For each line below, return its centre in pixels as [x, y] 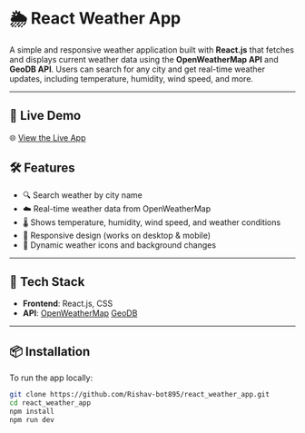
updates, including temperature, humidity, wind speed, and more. [132, 78]
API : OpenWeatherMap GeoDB [80, 313]
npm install [32, 411]
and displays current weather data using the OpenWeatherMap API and [144, 59]
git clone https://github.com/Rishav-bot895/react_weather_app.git [140, 395]
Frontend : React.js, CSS [68, 304]
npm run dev [32, 419]
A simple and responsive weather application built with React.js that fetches [152, 49]
